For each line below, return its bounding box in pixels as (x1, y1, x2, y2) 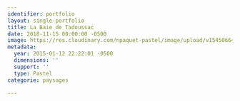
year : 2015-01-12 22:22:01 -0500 (14, 51, 114, 58)
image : (7, 37, 27, 44)
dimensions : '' (14, 57, 59, 64)
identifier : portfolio (7, 10, 75, 18)
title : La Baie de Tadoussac (7, 23, 94, 31)
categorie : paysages (7, 76, 69, 84)
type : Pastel (14, 70, 53, 77)
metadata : (7, 43, 37, 51)
